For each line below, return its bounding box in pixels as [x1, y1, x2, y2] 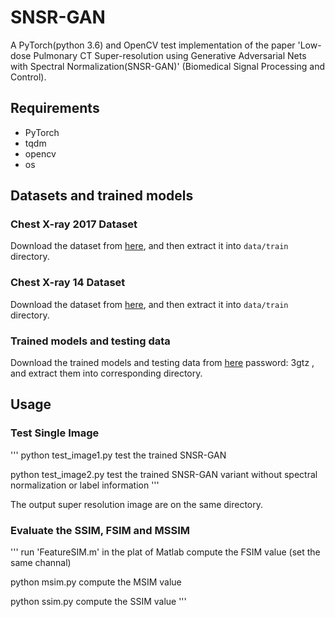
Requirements [10, 100, 100, 117]
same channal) [10, 557, 72, 569]
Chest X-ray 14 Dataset [10, 276, 126, 290]
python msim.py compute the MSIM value [10, 576, 182, 588]
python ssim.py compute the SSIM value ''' [10, 596, 187, 608]
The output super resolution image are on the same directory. [10, 498, 264, 510]
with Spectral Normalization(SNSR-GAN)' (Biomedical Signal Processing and [10, 60, 326, 72]
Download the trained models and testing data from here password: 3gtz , [10, 357, 315, 369]
